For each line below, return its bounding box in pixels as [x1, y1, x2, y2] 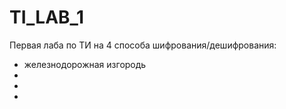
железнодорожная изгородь [23, 58, 147, 70]
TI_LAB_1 [9, 6, 84, 29]
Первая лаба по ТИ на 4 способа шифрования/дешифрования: [9, 39, 277, 51]
